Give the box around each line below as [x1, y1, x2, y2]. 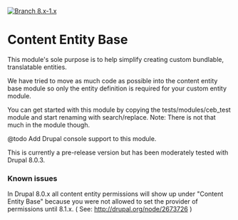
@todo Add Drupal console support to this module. [7, 134, 157, 142]
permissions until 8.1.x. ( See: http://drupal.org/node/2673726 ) [7, 205, 192, 214]
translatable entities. [7, 63, 68, 71]
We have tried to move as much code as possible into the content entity [7, 76, 218, 85]
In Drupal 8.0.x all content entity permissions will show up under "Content [7, 189, 224, 199]
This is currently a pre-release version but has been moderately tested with [7, 148, 229, 157]
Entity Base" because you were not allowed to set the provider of [7, 197, 198, 206]
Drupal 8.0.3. [7, 155, 46, 164]
